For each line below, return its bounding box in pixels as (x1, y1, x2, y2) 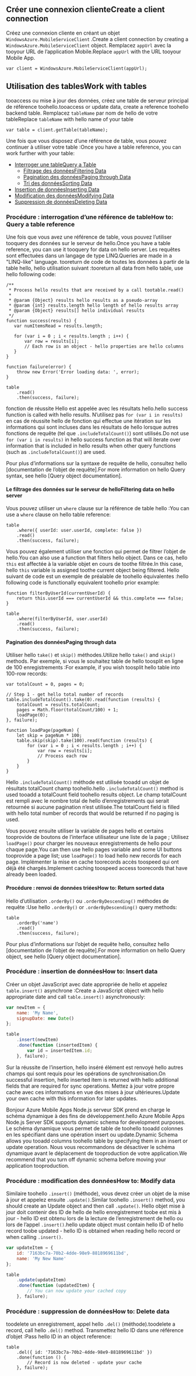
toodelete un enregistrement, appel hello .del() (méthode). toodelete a (6, 1320, 176, 1327)
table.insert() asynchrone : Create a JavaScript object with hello (6, 987, 164, 994)
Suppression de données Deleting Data (14, 198, 108, 205)
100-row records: (6, 670, 48, 677)
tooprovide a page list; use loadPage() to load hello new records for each (6, 852, 181, 859)
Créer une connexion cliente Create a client (6, 5, 165, 15)
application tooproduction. (6, 1162, 70, 1169)
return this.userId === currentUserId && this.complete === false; (16, 596, 184, 601)
